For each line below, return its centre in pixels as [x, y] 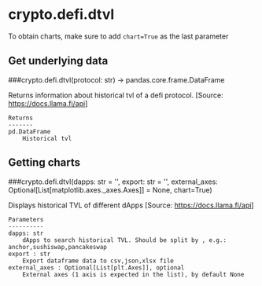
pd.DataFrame [30, 131]
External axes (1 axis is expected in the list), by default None [133, 274]
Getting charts [44, 163]
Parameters [26, 219]
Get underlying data [58, 61]
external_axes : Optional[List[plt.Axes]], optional [96, 268]
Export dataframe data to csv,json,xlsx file [98, 261]
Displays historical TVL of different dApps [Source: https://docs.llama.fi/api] [131, 205]
